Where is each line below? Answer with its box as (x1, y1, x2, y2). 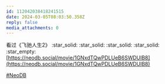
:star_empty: (6, 48, 36, 55)
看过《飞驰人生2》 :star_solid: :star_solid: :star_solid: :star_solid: (6, 41, 160, 48)
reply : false (6, 19, 38, 25)
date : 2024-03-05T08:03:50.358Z (6, 14, 85, 20)
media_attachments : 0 (6, 24, 59, 31)
